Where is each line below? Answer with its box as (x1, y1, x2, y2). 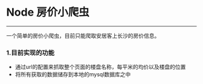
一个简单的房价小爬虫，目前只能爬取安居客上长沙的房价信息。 (6, 32, 160, 39)
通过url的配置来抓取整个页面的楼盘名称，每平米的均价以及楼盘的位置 (14, 64, 186, 71)
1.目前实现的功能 (6, 49, 55, 57)
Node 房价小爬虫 (6, 5, 89, 19)
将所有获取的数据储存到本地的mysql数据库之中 (14, 71, 131, 78)
